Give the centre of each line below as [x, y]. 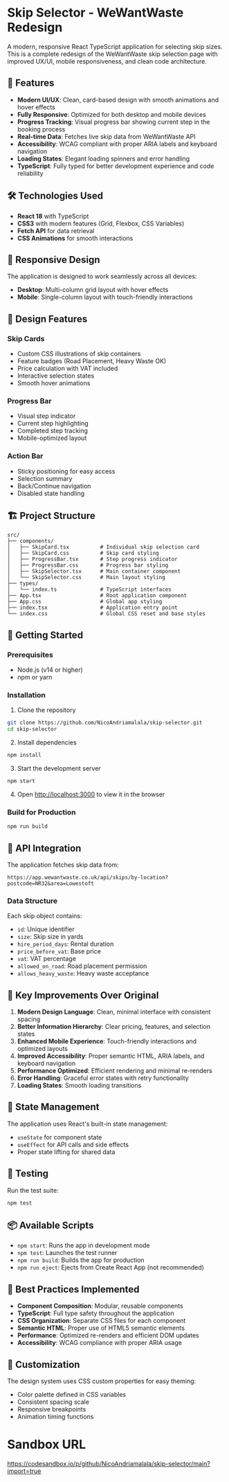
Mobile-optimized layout [52, 438]
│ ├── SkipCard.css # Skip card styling [83, 554]
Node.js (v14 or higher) [50, 670]
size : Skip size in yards [50, 937]
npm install [24, 756]
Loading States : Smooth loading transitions [79, 1086]
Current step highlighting [53, 423]
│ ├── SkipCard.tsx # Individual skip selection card [103, 547]
